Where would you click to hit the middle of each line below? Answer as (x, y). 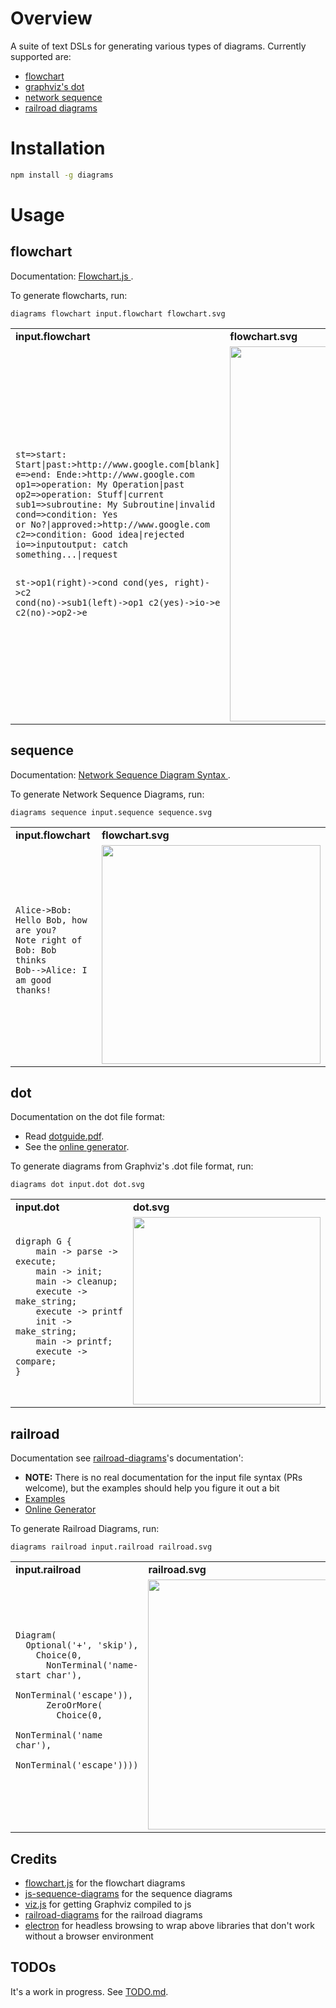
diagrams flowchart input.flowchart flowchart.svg (118, 313)
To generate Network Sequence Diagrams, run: (107, 794)
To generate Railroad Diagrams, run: (85, 1529)
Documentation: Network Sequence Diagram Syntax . (120, 774)
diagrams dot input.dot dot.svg (77, 1185)
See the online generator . (77, 1147)
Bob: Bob (36, 950)
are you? (36, 930)
